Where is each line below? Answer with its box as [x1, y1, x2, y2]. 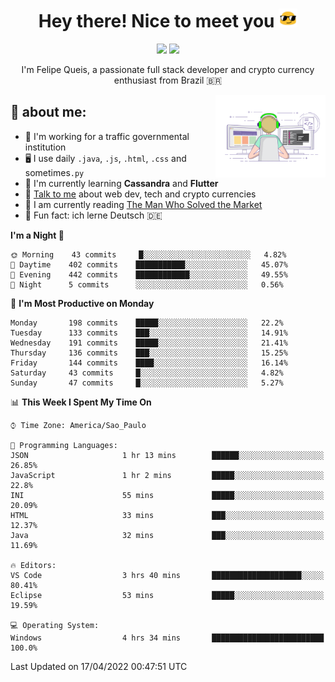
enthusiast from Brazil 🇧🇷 [113, 74, 223, 86]
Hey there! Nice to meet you [38, 10, 275, 33]
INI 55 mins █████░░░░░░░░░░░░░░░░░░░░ [10, 490, 325, 500]
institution [24, 141, 67, 153]
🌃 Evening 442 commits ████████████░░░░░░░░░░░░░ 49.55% [10, 269, 288, 280]
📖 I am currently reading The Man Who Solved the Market [24, 198, 263, 210]
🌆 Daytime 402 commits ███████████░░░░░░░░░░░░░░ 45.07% [10, 259, 288, 270]
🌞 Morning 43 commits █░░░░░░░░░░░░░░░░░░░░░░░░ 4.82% [10, 249, 287, 260]
